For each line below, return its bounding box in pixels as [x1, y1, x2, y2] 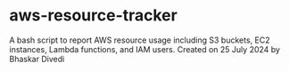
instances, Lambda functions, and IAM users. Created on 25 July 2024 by [9, 43, 281, 54]
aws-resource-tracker [9, 5, 178, 26]
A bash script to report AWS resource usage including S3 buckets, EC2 [9, 35, 270, 45]
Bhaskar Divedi [9, 53, 65, 64]
